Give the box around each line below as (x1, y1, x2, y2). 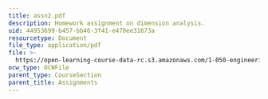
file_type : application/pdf (8, 42, 102, 49)
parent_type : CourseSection (8, 71, 102, 79)
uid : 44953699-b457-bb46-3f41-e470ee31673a (8, 26, 156, 34)
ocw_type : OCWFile (8, 64, 69, 72)
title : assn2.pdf (8, 11, 66, 20)
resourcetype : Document (8, 34, 88, 42)
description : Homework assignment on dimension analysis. (8, 19, 205, 27)
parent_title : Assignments (8, 78, 98, 86)
